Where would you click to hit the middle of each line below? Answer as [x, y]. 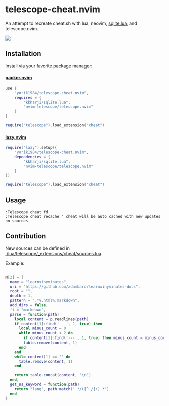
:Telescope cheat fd [27, 212]
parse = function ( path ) [34, 314]
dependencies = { [32, 157]
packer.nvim [19, 78]
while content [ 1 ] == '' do [43, 357]
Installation [23, 54]
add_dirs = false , [29, 305]
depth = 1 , [21, 296]
